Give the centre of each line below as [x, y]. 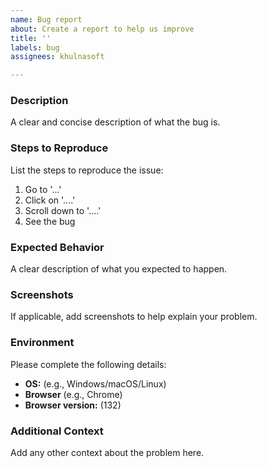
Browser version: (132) [73, 405]
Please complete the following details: [88, 364]
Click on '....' [50, 200]
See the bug [50, 221]
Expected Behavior [57, 247]
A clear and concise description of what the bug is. [115, 122]
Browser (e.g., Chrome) [73, 394]
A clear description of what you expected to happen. [119, 269]
